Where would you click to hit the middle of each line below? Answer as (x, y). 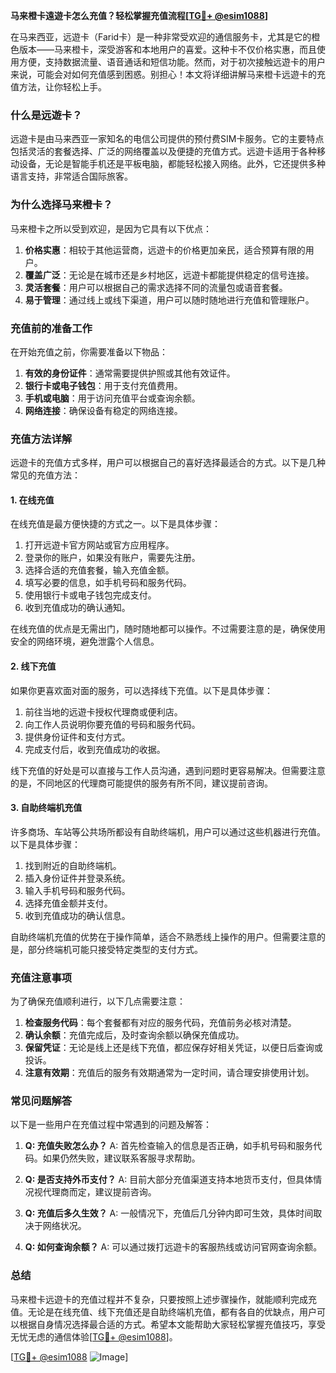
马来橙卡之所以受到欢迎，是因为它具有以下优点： (111, 228)
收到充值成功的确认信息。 (77, 915)
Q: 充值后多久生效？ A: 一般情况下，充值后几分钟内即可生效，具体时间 (169, 1213)
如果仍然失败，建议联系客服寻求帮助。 (121, 1158)
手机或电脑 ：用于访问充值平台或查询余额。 (112, 398)
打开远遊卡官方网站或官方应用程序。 (99, 545)
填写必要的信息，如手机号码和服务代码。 (108, 583)
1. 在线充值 (32, 500)
